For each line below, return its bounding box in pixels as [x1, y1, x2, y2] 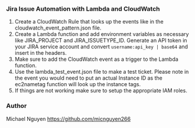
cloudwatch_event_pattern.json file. [14, 24, 102, 31]
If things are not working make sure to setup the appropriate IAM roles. [14, 87, 187, 94]
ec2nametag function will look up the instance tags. [14, 81, 141, 88]
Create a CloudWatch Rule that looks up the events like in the [14, 18, 164, 25]
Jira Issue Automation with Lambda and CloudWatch [6, 5, 160, 13]
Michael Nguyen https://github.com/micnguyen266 [6, 115, 131, 122]
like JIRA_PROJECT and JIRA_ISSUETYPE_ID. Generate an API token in [14, 37, 187, 44]
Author [6, 102, 27, 110]
